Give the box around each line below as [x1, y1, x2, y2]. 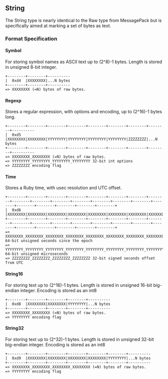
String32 [5, 325, 24, 331]
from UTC [5, 260, 23, 265]
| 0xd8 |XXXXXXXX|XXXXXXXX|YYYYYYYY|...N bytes [5, 301, 111, 306]
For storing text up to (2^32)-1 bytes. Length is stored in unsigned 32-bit [5, 336, 154, 342]
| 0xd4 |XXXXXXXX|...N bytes [5, 78, 70, 83]
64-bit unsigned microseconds [5, 252, 68, 257]
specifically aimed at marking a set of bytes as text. [5, 23, 111, 29]
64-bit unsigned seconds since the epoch [5, 238, 93, 244]
